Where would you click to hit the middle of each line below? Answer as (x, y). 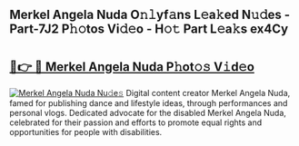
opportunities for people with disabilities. (86, 132)
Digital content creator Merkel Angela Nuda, (208, 93)
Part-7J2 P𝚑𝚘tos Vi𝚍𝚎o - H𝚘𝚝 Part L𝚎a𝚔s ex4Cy (149, 29)
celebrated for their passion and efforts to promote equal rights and (136, 122)
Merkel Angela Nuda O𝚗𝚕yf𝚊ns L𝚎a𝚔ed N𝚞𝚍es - (150, 15)
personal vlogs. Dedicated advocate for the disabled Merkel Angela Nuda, (148, 113)
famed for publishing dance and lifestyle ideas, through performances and (149, 103)
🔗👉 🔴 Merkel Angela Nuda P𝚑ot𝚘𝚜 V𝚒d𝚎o (132, 67)
